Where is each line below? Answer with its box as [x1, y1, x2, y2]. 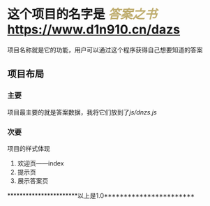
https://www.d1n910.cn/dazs [7, 22, 180, 38]
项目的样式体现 [7, 144, 50, 152]
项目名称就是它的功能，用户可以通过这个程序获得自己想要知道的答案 [7, 45, 203, 54]
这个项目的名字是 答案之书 [7, 6, 157, 22]
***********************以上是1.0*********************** [7, 191, 195, 200]
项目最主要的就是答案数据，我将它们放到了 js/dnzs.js [7, 108, 157, 116]
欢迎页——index [17, 159, 64, 168]
